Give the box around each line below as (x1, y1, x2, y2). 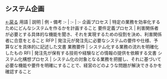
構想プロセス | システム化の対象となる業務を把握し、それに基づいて (22, 56, 162, 62)
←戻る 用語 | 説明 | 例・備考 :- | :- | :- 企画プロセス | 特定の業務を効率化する (5, 19, 161, 25)
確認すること (5, 69, 31, 75)
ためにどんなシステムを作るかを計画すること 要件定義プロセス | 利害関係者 (5, 25, 159, 31)
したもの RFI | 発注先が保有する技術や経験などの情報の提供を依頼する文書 (5, 50, 157, 56)
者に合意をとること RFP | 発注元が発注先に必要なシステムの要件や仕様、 (5, 37, 154, 43)
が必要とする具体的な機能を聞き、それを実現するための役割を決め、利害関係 (5, 31, 162, 37)
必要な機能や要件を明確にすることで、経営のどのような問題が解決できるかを (5, 62, 162, 68)
